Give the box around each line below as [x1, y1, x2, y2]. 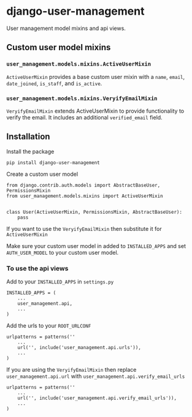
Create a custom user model [6, 170, 79, 178]
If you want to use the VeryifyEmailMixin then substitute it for [6, 225, 162, 232]
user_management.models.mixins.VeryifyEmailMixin [6, 95, 158, 102]
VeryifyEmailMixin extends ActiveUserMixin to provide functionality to [6, 107, 185, 115]
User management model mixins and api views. [6, 24, 126, 32]
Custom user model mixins [6, 42, 111, 53]
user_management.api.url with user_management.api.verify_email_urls [6, 372, 185, 380]
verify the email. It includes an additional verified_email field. [6, 113, 163, 121]
